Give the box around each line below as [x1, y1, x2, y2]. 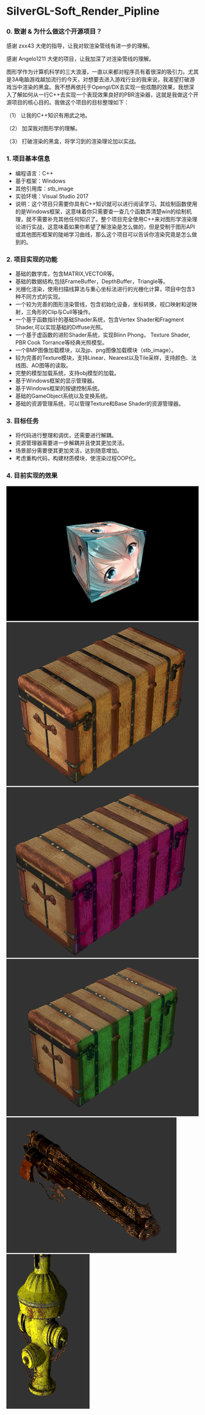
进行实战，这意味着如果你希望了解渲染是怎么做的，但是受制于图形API [20, 223, 195, 230]
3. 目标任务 [6, 417, 39, 425]
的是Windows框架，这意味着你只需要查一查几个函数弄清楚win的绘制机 [15, 208, 192, 215]
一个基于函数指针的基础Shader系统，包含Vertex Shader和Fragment [15, 316, 184, 323]
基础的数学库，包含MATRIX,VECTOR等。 [15, 270, 118, 277]
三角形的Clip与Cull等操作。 [26, 309, 94, 316]
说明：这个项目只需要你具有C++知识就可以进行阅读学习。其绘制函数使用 [15, 200, 198, 207]
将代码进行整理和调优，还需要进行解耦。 [15, 432, 117, 439]
